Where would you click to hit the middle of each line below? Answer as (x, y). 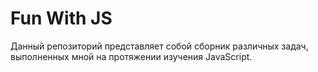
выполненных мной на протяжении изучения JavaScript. (131, 56)
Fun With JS (61, 18)
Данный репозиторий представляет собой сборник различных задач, (159, 46)
